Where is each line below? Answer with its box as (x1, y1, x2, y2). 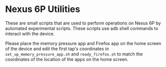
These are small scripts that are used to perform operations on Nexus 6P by (5, 20, 161, 26)
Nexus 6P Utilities (5, 3, 81, 15)
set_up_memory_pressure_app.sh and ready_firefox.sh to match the (5, 51, 143, 57)
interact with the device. (5, 30, 55, 36)
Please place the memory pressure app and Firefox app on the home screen (5, 40, 162, 46)
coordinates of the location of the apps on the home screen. (5, 56, 129, 62)
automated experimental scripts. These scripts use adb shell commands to (5, 25, 159, 31)
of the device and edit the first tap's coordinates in (5, 45, 109, 51)
